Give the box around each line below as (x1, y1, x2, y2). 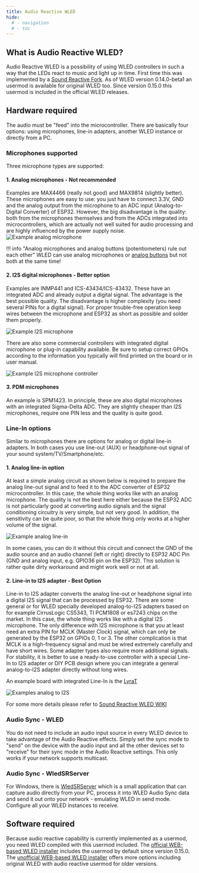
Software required (6, 819, 75, 829)
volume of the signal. (6, 521, 58, 528)
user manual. (6, 358, 38, 365)
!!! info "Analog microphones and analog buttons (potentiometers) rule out (6, 245, 187, 252)
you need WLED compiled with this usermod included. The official (6, 841, 168, 848)
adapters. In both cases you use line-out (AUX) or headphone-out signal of (6, 444, 190, 451)
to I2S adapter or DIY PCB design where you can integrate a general (11, 660, 179, 667)
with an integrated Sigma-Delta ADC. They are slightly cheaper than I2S (6, 403, 182, 410)
